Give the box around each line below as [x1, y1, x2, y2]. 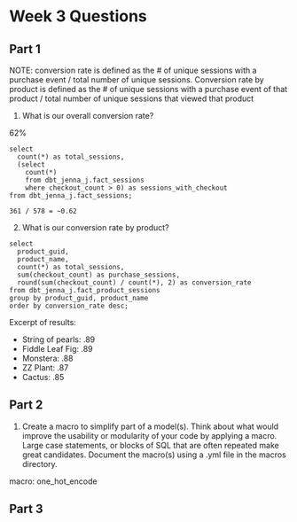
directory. [21, 458, 58, 469]
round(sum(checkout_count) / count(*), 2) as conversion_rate [17, 278, 252, 287]
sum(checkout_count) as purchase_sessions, [17, 270, 180, 279]
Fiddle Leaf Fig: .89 [21, 344, 93, 354]
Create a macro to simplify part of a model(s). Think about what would [21, 421, 279, 432]
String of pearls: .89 [21, 334, 96, 345]
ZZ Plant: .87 [21, 362, 69, 373]
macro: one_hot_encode [9, 476, 98, 487]
